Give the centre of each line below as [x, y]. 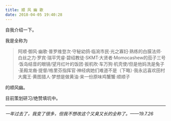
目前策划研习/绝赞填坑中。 [33, 98]
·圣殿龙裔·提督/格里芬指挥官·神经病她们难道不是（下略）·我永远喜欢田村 [91, 70]
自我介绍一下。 [21, 30]
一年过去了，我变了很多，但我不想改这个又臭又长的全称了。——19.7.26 [79, 113]
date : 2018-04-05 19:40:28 [34, 15]
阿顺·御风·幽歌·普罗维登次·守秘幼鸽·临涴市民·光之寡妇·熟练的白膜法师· [90, 51]
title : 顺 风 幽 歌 [24, 10]
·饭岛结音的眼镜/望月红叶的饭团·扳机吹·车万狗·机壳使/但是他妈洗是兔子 [91, 64]
